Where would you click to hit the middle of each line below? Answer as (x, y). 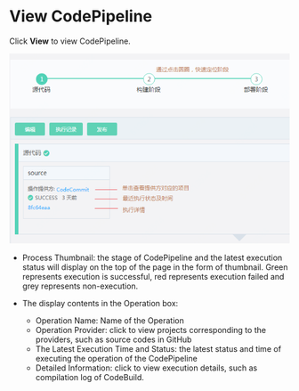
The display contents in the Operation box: (100, 304)
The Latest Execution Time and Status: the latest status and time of (158, 349)
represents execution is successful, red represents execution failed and (153, 277)
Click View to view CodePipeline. (70, 41)
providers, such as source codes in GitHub (113, 339)
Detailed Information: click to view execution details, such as (146, 368)
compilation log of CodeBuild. (90, 378)
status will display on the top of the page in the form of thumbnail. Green (155, 267)
